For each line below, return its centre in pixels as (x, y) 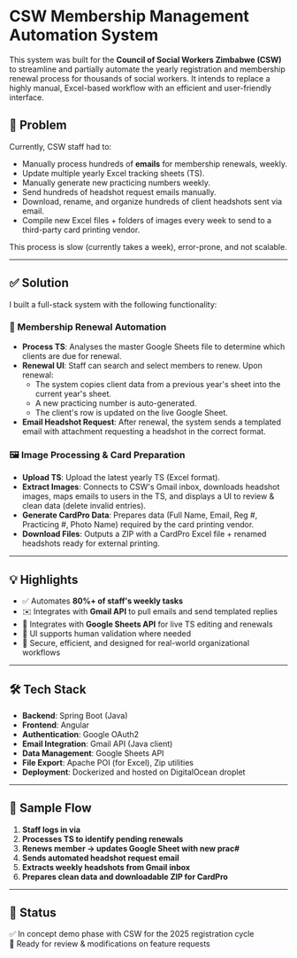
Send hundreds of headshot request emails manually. (119, 191)
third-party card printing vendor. (81, 230)
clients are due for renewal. (72, 355)
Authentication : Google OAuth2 (80, 734)
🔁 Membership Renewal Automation (88, 327)
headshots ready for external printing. (91, 543)
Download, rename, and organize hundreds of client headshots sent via (152, 201)
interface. (27, 97)
